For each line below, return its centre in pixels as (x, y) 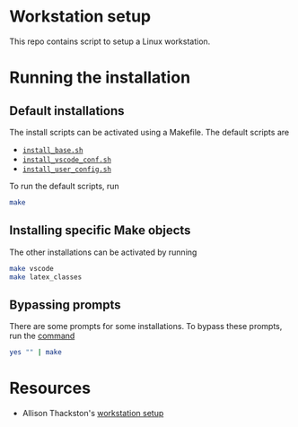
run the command (42, 336)
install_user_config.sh (67, 169)
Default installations (67, 111)
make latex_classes (46, 277)
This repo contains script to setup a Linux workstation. (110, 41)
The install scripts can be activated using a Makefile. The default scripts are (149, 132)
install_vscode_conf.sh (67, 160)
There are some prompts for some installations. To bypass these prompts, (146, 327)
